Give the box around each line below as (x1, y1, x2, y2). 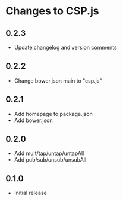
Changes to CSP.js (5, 4, 99, 18)
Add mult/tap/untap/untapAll (14, 150, 84, 157)
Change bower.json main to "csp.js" (14, 77, 102, 84)
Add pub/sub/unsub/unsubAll (14, 156, 87, 163)
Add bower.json (14, 117, 53, 124)
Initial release (14, 190, 47, 197)
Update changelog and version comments (14, 44, 117, 51)
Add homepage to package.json (14, 110, 93, 117)
